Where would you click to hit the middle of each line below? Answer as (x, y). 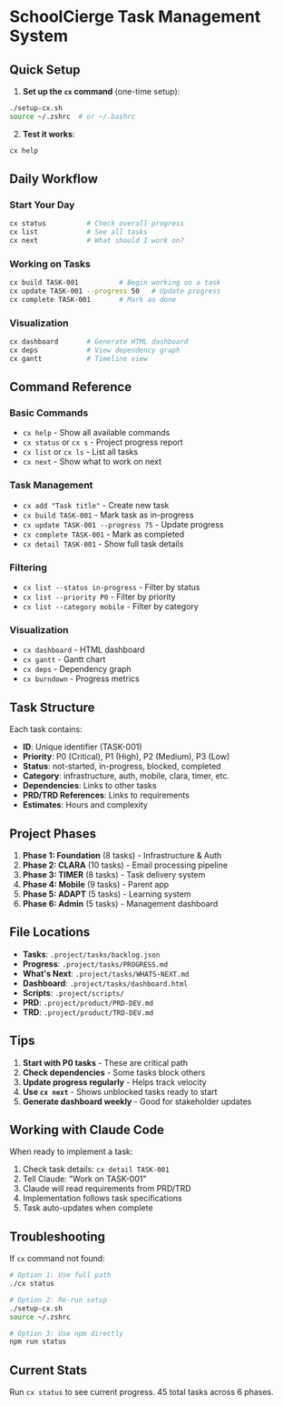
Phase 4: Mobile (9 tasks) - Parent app (96, 884)
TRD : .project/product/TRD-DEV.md (88, 1012)
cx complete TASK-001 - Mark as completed (103, 534)
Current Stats (49, 1370)
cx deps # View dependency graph (95, 351)
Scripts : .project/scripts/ (73, 992)
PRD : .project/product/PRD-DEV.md (88, 1002)
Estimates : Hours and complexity (85, 805)
